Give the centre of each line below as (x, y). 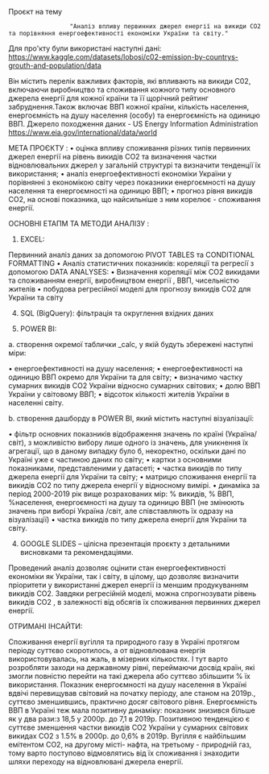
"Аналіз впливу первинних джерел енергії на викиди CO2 (166, 27)
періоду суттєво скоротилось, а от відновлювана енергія (107, 650)
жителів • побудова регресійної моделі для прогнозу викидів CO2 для (130, 289)
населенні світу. (36, 403)
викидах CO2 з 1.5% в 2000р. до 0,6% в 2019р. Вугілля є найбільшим (127, 736)
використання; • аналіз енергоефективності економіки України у (120, 174)
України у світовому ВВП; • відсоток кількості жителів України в (119, 394)
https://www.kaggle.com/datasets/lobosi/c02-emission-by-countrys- (124, 57)
